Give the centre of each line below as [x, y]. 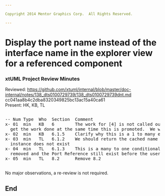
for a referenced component [64, 63]
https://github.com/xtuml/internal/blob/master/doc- [79, 89]
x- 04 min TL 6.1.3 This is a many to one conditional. [84, 149]
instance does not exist [40, 144]
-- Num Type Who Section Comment [49, 119]
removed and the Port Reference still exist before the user [85, 154]
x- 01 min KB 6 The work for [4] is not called [79, 124]
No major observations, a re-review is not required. [57, 173]
